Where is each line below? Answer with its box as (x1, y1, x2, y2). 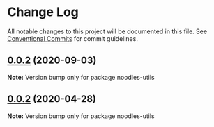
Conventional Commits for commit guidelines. (7, 34, 138, 42)
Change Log (7, 4, 79, 20)
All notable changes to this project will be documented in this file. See (7, 27, 208, 35)
